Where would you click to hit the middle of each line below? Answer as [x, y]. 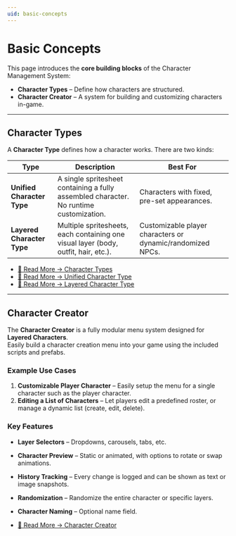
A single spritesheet [90, 179]
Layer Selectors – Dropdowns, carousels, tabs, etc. [92, 442]
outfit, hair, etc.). [85, 252]
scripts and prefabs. [36, 352]
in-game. [31, 104]
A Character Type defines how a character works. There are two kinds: [111, 150]
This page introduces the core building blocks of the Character [99, 68]
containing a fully [86, 188]
